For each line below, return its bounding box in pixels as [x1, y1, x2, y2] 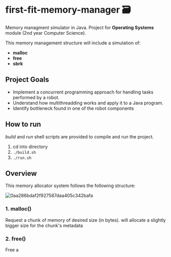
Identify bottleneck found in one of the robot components [12, 105, 134, 111]
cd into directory [12, 144, 48, 150]
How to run [5, 120, 41, 129]
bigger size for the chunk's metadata [5, 222, 83, 228]
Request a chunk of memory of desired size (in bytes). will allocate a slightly [5, 217, 166, 223]
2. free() [5, 235, 26, 242]
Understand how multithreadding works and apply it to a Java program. [12, 100, 164, 106]
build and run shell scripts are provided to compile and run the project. [5, 133, 154, 139]
